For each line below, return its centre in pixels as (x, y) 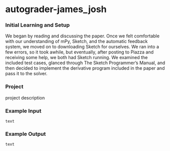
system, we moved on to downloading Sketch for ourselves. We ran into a (82, 47)
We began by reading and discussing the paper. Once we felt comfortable (82, 36)
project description (25, 97)
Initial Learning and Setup (38, 25)
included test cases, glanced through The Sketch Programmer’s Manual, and (85, 63)
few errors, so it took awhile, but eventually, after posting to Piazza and (79, 52)
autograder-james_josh (56, 9)
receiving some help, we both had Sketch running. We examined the (77, 58)
